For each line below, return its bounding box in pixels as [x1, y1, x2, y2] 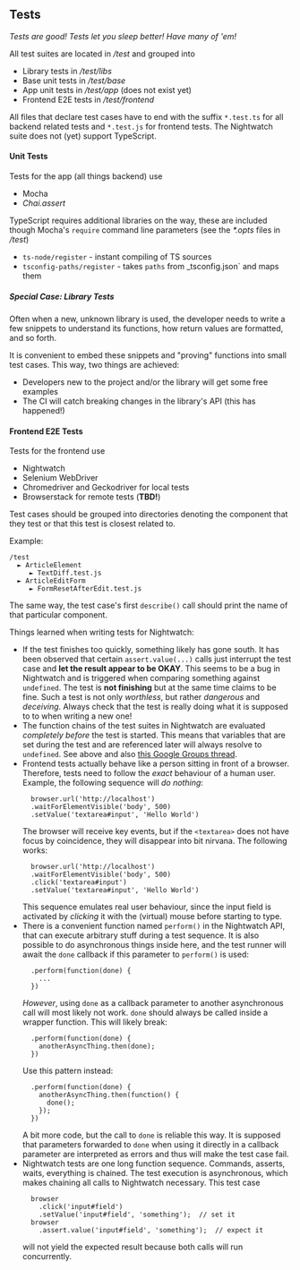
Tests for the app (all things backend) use [9, 171, 163, 182]
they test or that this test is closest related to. [9, 518, 176, 529]
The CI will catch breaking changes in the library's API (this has [21, 396, 256, 406]
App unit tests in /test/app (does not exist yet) [21, 84, 193, 95]
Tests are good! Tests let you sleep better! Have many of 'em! [9, 30, 237, 41]
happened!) [21, 405, 65, 415]
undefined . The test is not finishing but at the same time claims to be [21, 682, 277, 693]
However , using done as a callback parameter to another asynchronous [21, 998, 284, 1009]
